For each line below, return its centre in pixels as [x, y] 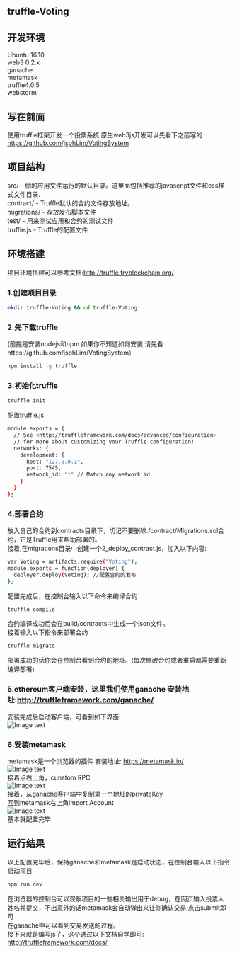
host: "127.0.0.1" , [54, 462]
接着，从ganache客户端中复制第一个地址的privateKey [85, 794]
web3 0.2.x [24, 62]
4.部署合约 [25, 514]
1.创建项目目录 [32, 292]
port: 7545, [44, 468]
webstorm [22, 93]
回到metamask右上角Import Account [61, 802]
